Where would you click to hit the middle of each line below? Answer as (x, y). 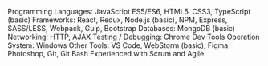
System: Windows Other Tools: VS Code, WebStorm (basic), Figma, (119, 45)
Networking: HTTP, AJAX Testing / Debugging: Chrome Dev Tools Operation (134, 37)
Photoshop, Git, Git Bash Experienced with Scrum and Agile (106, 54)
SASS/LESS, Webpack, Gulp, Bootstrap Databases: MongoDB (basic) (122, 28)
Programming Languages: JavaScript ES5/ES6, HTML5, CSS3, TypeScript (129, 12)
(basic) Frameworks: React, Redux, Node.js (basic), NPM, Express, (118, 20)
